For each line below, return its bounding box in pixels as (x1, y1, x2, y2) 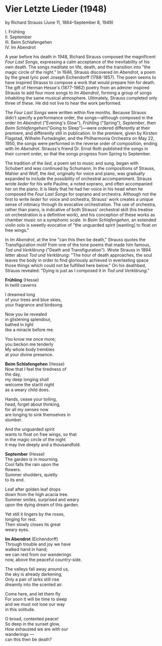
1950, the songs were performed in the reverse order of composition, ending (5, 140, 158, 146)
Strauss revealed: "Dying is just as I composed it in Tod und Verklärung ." (5, 267, 150, 273)
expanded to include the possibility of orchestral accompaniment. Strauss (5, 176, 152, 182)
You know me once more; (5, 336, 56, 342)
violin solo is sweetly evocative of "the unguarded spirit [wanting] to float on (5, 222, 157, 228)
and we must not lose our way (5, 601, 65, 607)
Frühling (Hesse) (5, 277, 39, 282)
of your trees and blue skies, (5, 297, 62, 302)
